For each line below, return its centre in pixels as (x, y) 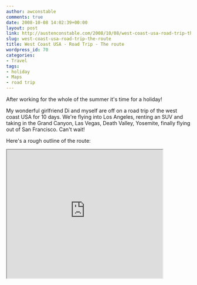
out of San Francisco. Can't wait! (45, 129)
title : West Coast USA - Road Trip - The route (65, 45)
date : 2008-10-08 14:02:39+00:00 (47, 22)
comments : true (25, 17)
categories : (21, 55)
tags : (13, 66)
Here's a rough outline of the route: (48, 141)
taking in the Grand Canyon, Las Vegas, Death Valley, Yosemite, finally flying (98, 123)
